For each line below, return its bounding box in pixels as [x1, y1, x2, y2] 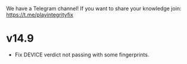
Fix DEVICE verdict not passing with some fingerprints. [14, 51, 149, 58]
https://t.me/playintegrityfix [6, 11, 73, 18]
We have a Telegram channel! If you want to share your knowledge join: [6, 5, 182, 12]
